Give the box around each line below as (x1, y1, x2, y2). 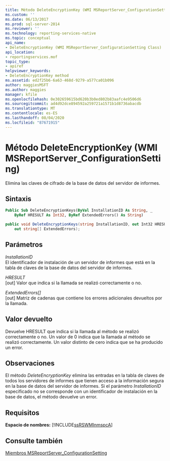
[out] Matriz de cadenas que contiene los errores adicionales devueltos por (5, 295, 162, 301)
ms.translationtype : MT (5, 106, 56, 111)
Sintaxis (5, 194, 32, 203)
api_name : (5, 40, 26, 45)
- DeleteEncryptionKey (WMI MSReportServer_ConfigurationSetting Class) (5, 45, 162, 50)
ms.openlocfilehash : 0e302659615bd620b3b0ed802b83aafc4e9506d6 (5, 96, 142, 101)
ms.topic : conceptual (5, 36, 51, 41)
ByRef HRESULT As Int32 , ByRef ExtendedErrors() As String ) (14, 213, 144, 218)
